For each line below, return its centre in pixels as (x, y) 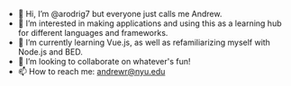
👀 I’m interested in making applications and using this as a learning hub (150, 23)
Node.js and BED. (50, 52)
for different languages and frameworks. (93, 33)
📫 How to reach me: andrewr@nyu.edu (91, 71)
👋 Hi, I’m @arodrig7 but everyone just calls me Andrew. (120, 14)
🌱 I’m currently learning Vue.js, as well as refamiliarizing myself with (144, 42)
